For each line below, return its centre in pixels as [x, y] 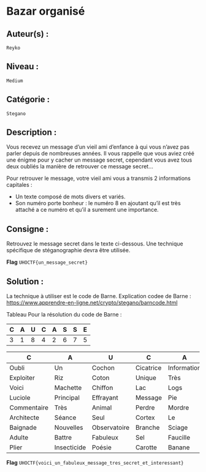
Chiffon [102, 388]
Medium [15, 81]
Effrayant [105, 398]
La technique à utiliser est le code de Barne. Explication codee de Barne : [99, 296]
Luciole [20, 398]
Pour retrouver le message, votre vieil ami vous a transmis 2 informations [99, 178]
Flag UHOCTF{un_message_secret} [47, 262]
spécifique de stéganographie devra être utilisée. [68, 250]
